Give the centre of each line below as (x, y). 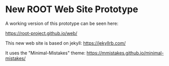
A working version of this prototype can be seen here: (62, 23)
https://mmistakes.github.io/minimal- (125, 53)
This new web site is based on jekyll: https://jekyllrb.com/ (65, 43)
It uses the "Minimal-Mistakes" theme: (45, 53)
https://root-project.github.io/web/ (41, 33)
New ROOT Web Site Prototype (72, 9)
